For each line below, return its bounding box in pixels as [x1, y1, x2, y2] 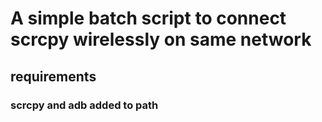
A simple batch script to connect [10, 7, 287, 30]
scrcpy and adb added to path [10, 98, 159, 112]
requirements [10, 68, 97, 85]
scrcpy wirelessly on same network [10, 28, 312, 51]
